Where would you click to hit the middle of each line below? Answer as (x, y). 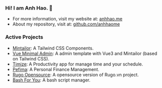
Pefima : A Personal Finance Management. (56, 69)
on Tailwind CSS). (31, 58)
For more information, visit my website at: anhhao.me (67, 19)
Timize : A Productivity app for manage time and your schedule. (78, 64)
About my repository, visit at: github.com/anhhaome (66, 24)
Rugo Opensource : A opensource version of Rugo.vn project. (75, 74)
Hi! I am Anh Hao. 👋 (29, 8)
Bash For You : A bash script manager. (51, 80)
